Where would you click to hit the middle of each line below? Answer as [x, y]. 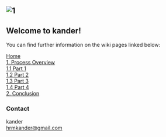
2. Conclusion [23, 94]
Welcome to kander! [44, 31]
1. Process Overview [31, 63]
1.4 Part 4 [18, 87]
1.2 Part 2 [18, 75]
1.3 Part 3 [18, 81]
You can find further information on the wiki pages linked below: [83, 45]
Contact [18, 109]
